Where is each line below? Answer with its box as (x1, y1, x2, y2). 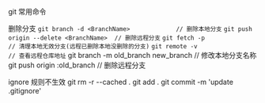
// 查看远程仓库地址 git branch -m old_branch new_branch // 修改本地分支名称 (8, 51, 257, 59)
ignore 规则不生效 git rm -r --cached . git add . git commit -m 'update (8, 78, 233, 86)
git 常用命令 (8, 7, 47, 16)
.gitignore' (8, 86, 42, 95)
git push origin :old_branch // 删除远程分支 (8, 60, 146, 70)
